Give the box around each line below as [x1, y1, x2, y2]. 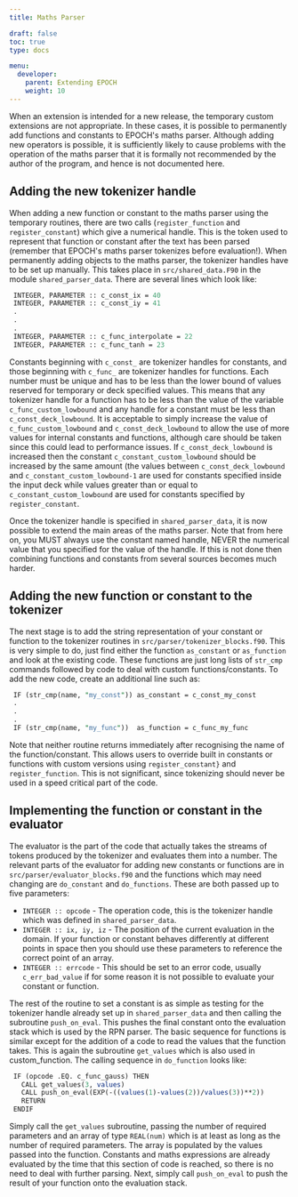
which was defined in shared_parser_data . [21, 914, 177, 925]
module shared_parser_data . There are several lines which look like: [9, 273, 257, 285]
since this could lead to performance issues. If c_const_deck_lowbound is [9, 441, 273, 452]
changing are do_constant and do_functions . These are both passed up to [9, 878, 279, 889]
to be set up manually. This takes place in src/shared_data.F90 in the [9, 264, 262, 275]
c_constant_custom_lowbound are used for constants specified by [9, 488, 246, 499]
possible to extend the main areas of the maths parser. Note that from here [9, 525, 283, 535]
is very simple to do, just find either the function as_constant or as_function [9, 645, 286, 655]
